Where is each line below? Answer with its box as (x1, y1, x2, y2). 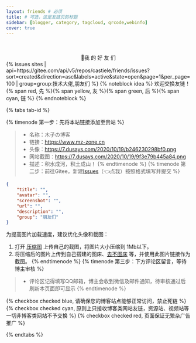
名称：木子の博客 (29, 131, 71, 138)
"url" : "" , (16, 203, 43, 209)
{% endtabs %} (6, 331, 43, 338)
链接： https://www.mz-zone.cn (29, 138, 105, 145)
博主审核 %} (14, 265, 44, 273)
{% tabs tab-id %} (6, 107, 50, 114)
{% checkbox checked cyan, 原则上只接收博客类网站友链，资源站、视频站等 (6, 305, 190, 312)
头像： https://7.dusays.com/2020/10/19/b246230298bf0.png (29, 146, 177, 153)
